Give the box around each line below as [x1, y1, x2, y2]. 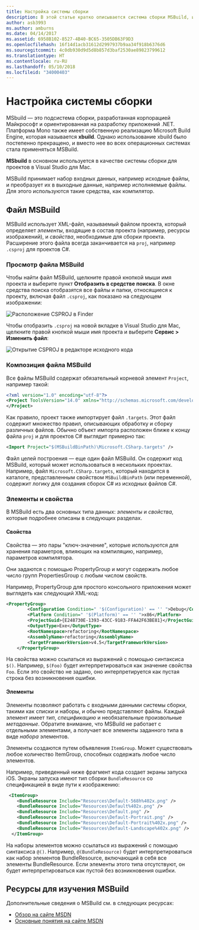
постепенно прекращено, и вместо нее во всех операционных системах [6, 140, 191, 147]
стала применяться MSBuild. [6, 146, 79, 153]
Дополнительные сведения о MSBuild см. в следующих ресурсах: [6, 900, 174, 907]
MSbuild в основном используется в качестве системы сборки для [6, 158, 177, 165]
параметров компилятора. [6, 554, 74, 561]
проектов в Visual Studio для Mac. [6, 163, 92, 171]
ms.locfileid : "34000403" [6, 69, 70, 75]
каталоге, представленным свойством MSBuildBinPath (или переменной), [6, 474, 192, 481]
